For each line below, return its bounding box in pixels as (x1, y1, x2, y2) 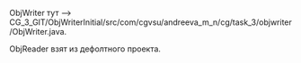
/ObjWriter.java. (9, 27, 67, 36)
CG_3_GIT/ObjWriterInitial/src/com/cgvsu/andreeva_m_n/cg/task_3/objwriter (9, 17, 292, 28)
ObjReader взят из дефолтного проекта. (9, 43, 162, 54)
